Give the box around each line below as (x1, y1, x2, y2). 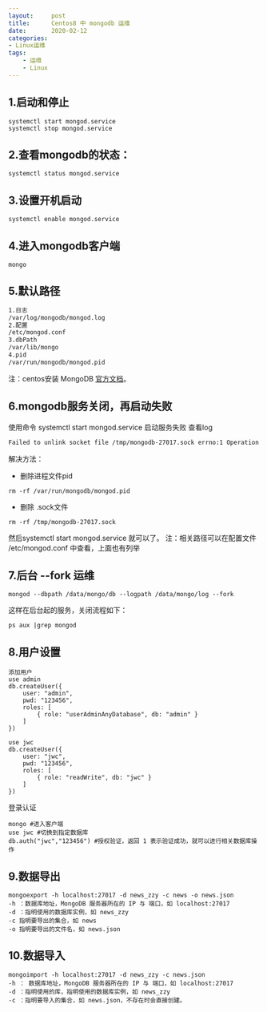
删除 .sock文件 (19, 502, 69, 511)
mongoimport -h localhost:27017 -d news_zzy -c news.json (8, 970, 205, 978)
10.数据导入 (8, 949, 66, 962)
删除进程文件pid (19, 470, 74, 481)
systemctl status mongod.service (8, 170, 120, 178)
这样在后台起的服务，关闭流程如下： (8, 606, 128, 615)
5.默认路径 (8, 284, 61, 298)
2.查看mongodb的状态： (8, 147, 130, 161)
